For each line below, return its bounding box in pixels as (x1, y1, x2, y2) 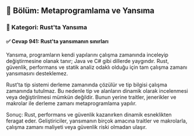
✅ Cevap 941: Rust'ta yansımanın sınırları (6, 37, 109, 44)
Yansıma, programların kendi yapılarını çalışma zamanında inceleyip (6, 51, 168, 58)
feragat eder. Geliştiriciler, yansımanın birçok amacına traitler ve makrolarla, (6, 117, 188, 124)
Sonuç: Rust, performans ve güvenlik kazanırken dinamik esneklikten (6, 111, 172, 118)
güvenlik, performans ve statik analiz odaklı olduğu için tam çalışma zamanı (6, 64, 188, 71)
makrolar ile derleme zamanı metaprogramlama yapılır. (6, 100, 137, 107)
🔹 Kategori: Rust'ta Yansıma (6, 23, 88, 32)
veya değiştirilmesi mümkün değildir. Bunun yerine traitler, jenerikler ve (6, 93, 176, 100)
